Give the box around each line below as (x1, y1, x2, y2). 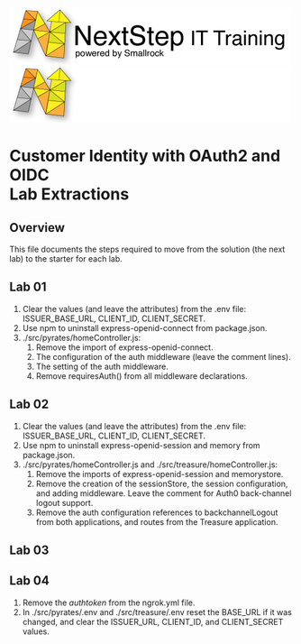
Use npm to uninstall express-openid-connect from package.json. (22, 322, 268, 333)
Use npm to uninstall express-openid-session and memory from (22, 439, 260, 450)
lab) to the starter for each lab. (9, 253, 123, 264)
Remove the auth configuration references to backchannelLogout (35, 507, 278, 518)
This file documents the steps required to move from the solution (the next (9, 244, 286, 254)
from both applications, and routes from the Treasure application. (35, 516, 278, 527)
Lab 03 (9, 543, 50, 558)
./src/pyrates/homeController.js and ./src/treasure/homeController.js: (22, 459, 278, 470)
